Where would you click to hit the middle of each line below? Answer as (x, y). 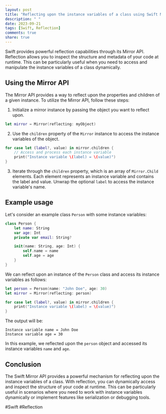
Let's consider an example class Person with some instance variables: (76, 214)
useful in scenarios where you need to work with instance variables (74, 392)
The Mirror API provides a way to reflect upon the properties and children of (83, 95)
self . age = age (39, 256)
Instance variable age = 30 (34, 334)
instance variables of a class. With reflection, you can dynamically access (80, 381)
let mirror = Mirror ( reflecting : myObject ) (51, 124)
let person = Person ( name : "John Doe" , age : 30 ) (56, 289)
